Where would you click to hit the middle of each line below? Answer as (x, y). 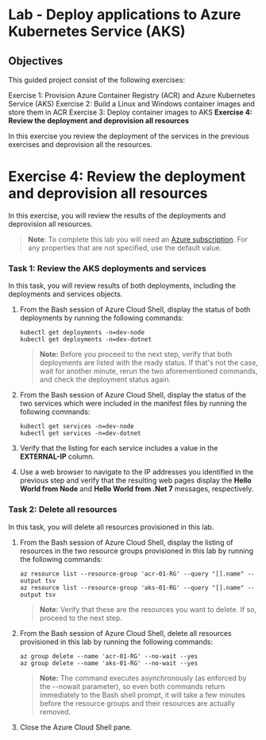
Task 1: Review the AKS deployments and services (107, 268)
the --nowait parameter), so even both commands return (132, 686)
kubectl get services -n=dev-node (77, 427)
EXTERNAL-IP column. (57, 457)
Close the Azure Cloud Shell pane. (76, 727)
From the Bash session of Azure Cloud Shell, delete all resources (125, 633)
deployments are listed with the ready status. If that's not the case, (148, 362)
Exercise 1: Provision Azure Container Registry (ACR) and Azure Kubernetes (132, 95)
